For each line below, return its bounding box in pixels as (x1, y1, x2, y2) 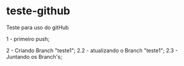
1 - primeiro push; (6, 35, 50, 42)
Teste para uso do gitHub (6, 24, 69, 31)
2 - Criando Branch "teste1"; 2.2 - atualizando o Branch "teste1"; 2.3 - (6, 46, 178, 54)
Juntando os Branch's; (6, 53, 62, 60)
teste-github (6, 4, 71, 18)
